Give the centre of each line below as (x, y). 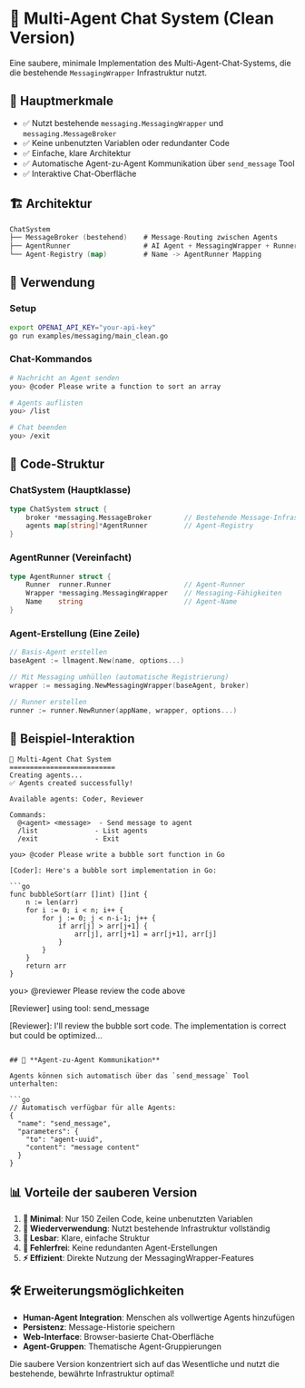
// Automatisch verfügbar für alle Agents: (93, 1108)
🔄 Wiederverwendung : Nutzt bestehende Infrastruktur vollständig (146, 1228)
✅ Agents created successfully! (71, 783)
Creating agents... (46, 775)
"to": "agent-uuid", (64, 1140)
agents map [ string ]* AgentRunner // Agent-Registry (140, 526)
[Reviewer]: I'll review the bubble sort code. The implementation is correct (148, 1026)
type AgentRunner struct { (60, 576)
